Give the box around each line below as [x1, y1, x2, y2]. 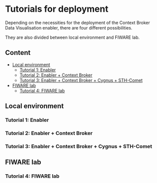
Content [5, 49, 31, 57]
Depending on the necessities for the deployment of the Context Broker [5, 20, 150, 26]
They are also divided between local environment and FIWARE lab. [5, 34, 140, 40]
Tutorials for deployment [5, 3, 109, 15]
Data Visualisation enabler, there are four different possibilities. [5, 25, 133, 30]
